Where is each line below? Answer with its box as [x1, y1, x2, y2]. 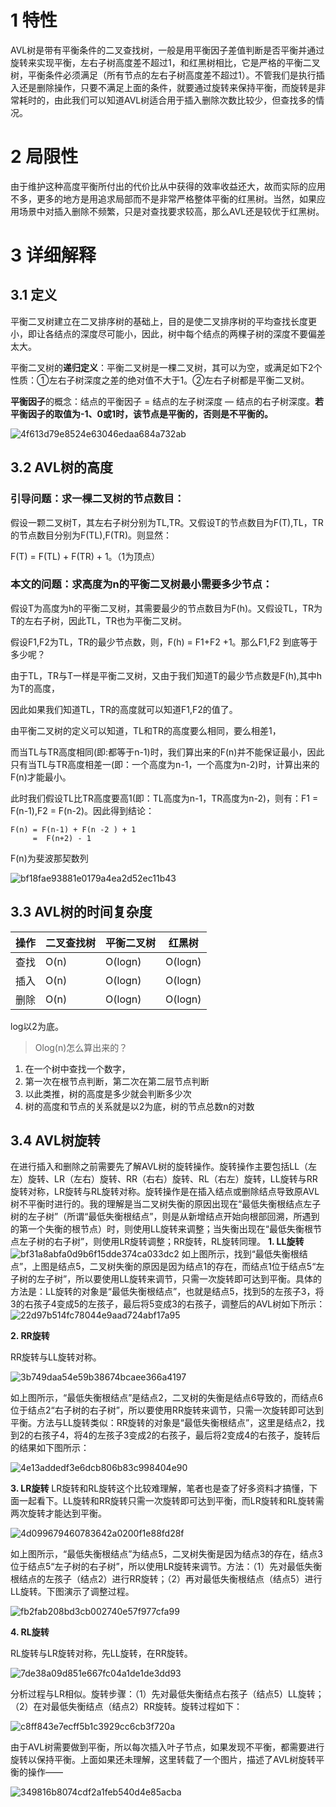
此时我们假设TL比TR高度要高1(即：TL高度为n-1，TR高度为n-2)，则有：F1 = [10, 792, 319, 804]
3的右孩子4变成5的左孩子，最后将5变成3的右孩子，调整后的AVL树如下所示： [10, 1298, 326, 1310]
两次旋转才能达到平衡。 [10, 1507, 107, 1520]
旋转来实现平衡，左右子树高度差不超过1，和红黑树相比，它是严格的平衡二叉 [10, 56, 321, 68]
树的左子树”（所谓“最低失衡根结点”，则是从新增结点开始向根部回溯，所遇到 [10, 1211, 320, 1223]
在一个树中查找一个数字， [24, 1062, 131, 1075]
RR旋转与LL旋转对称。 [10, 1351, 102, 1363]
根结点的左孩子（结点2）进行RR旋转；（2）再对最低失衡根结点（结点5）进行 [10, 1573, 323, 1585]
